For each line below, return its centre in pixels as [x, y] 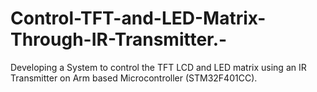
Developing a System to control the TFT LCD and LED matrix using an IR [158, 67]
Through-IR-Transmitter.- [119, 39]
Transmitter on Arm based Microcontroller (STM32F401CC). [134, 78]
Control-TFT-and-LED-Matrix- [138, 18]
